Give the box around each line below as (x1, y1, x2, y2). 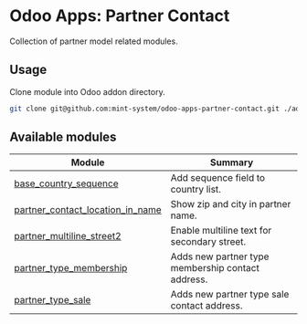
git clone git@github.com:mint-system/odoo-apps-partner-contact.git (9, 104, 281, 113)
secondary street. (170, 235, 247, 248)
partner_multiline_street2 (14, 230, 122, 243)
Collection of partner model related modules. (9, 36, 178, 47)
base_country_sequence (14, 177, 119, 190)
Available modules (9, 130, 117, 145)
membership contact (170, 262, 260, 275)
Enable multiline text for (170, 225, 272, 237)
